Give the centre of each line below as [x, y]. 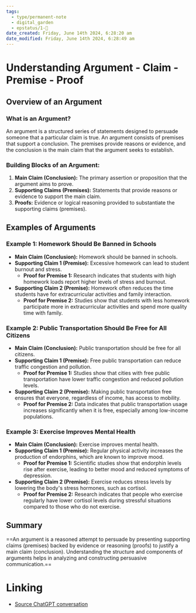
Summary [24, 525]
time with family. [43, 313]
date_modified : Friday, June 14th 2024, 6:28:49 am [70, 39]
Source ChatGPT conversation [51, 604]
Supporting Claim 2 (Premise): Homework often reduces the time [94, 288]
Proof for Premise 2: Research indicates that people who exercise [103, 494]
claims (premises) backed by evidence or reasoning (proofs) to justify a [92, 546]
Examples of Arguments [51, 227]
